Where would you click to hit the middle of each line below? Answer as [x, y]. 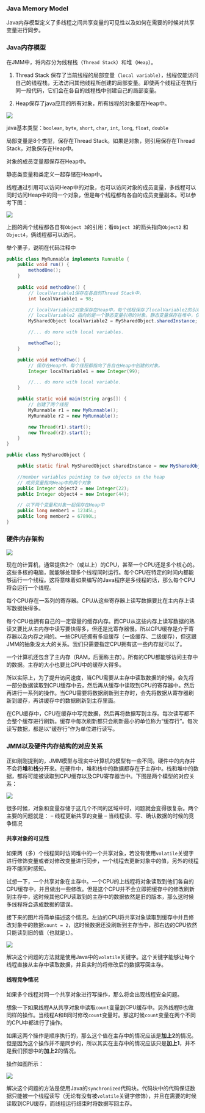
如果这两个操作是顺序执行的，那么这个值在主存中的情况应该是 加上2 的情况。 [102, 1035]
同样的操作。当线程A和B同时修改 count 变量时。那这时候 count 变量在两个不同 [101, 1015]
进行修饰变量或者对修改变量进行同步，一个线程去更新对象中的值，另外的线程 [103, 861]
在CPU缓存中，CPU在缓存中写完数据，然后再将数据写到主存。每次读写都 [98, 714]
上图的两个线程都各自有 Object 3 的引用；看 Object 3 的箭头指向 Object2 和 [97, 227]
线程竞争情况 [22, 980]
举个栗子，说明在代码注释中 [41, 247]
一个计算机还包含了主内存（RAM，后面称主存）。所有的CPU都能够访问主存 [99, 657]
